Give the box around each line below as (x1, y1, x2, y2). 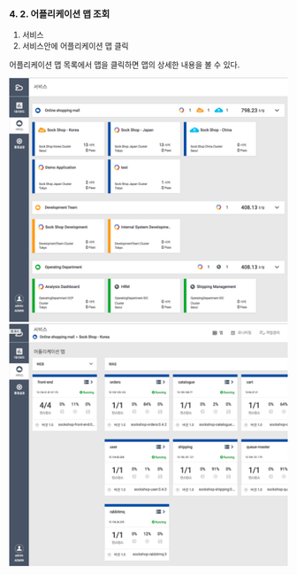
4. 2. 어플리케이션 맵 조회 (9, 7, 110, 19)
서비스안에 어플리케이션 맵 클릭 (21, 41, 129, 51)
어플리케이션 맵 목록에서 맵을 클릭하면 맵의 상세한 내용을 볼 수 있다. (9, 59, 240, 70)
